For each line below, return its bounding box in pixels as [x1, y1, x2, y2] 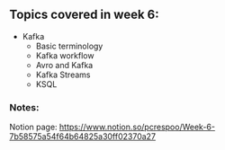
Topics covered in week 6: [9, 7, 159, 22]
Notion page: [9, 121, 58, 133]
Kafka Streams [35, 69, 91, 80]
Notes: [9, 101, 40, 113]
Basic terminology [35, 40, 103, 51]
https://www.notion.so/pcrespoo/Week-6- [58, 121, 216, 133]
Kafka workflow [35, 49, 94, 61]
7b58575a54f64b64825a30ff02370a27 [9, 131, 156, 142]
